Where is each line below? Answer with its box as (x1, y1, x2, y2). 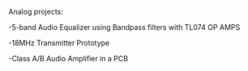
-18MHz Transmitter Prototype (8, 38, 110, 48)
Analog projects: (8, 7, 63, 16)
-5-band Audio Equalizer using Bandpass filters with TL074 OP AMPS (8, 23, 241, 31)
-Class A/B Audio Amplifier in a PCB (8, 54, 128, 63)
